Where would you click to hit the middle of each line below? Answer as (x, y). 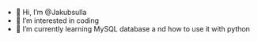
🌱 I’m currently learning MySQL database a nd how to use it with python (133, 29)
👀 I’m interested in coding (57, 20)
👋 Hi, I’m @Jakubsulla (51, 12)
